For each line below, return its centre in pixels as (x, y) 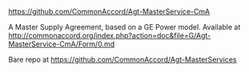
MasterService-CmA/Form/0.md (61, 44)
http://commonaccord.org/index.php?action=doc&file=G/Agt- (110, 36)
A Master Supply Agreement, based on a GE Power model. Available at (124, 27)
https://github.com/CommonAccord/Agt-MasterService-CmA (109, 12)
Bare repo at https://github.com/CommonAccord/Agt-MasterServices (122, 60)
